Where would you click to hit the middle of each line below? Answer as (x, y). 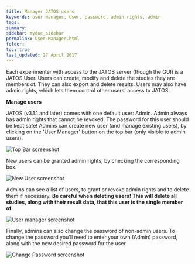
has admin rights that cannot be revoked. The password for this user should (97, 119)
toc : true (18, 50)
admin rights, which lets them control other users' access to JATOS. (88, 90)
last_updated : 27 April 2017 (42, 55)
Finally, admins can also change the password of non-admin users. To (91, 231)
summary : (17, 28)
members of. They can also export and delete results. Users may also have (96, 84)
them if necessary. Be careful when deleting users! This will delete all (92, 196)
